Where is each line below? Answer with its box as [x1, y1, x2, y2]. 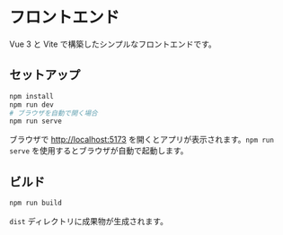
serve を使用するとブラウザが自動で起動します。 [9, 145, 189, 156]
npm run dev [9, 100, 54, 109]
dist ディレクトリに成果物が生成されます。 [9, 215, 169, 226]
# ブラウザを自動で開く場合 [9, 109, 99, 117]
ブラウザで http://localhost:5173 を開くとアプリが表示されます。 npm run [9, 135, 274, 145]
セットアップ [9, 67, 81, 83]
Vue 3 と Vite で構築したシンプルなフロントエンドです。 [9, 39, 217, 49]
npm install [9, 91, 54, 100]
